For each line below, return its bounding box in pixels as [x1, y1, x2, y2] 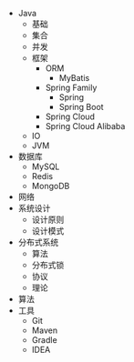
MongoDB [31, 181, 70, 191]
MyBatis [58, 73, 90, 83]
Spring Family [45, 82, 98, 93]
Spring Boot [58, 102, 104, 112]
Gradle [31, 335, 57, 345]
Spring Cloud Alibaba [45, 121, 126, 131]
